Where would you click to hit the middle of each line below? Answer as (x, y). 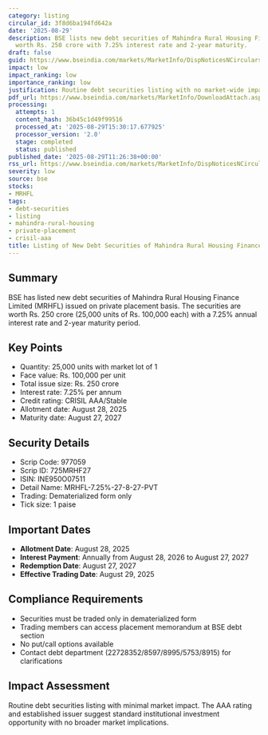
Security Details (49, 443)
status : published (46, 149)
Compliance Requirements (76, 599)
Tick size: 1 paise (48, 504)
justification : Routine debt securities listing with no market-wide (126, 90)
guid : (17, 61)
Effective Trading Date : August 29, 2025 (87, 574)
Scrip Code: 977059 (53, 462)
